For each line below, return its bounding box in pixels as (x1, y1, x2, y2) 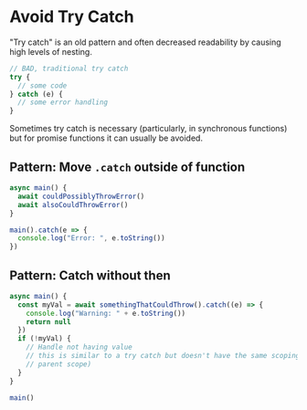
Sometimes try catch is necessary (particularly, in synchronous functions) (9, 123, 288, 134)
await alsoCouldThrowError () (17, 200, 129, 209)
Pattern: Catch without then (9, 268, 171, 283)
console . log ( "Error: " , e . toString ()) (17, 234, 166, 243)
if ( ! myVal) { (17, 334, 71, 343)
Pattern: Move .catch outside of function (9, 159, 246, 174)
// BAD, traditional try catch (9, 64, 129, 73)
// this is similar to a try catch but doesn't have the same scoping (26, 352, 301, 361)
